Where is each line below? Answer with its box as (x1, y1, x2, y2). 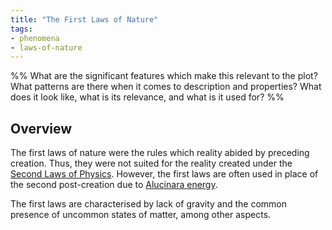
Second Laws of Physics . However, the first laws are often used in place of (10, 168, 319, 180)
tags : (10, 24, 33, 34)
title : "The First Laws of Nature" (10, 14, 159, 25)
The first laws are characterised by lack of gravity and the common (10, 198, 288, 210)
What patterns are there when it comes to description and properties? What (10, 81, 322, 93)
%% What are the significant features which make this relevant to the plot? (10, 70, 318, 82)
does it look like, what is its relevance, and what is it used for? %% (10, 91, 285, 103)
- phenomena (10, 33, 60, 43)
